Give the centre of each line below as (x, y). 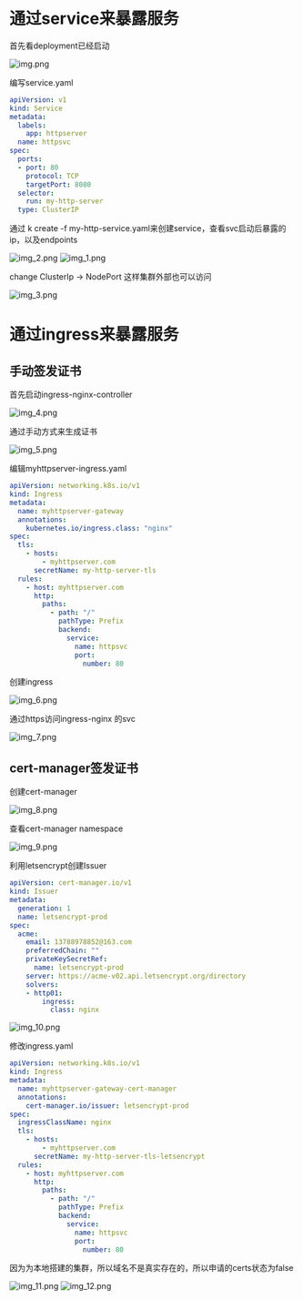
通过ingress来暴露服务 (94, 335)
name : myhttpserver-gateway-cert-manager (97, 1089)
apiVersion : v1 (38, 100)
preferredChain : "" (63, 951)
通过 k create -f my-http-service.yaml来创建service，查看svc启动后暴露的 (148, 229)
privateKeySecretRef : (66, 960)
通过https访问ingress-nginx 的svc (73, 719)
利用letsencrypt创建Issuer (58, 866)
